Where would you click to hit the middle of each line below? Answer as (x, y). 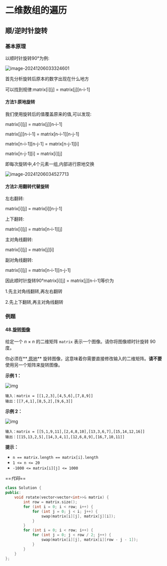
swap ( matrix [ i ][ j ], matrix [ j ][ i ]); (78, 516)
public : (13, 493)
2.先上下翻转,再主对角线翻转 (34, 302)
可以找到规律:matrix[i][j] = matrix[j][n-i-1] (48, 89)
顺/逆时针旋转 (26, 31)
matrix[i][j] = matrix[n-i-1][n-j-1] (38, 270)
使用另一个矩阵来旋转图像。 (34, 365)
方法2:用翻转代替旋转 (27, 186)
